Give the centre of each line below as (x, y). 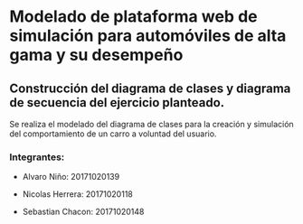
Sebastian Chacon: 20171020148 (83, 212)
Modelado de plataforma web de (133, 17)
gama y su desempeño (96, 55)
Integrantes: (37, 157)
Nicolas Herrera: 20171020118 (77, 194)
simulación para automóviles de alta (148, 36)
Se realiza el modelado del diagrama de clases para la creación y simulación (151, 124)
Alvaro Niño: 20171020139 (71, 177)
